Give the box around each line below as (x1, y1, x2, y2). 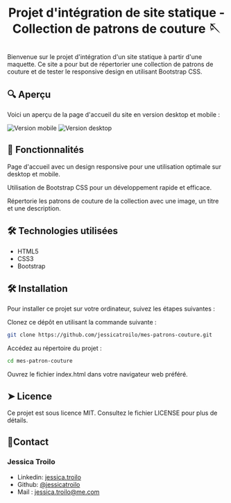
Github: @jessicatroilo (17, 480, 80, 488)
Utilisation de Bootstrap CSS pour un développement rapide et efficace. (7, 183, 212, 192)
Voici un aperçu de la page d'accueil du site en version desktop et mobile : (7, 110, 221, 119)
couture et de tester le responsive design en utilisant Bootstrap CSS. (7, 67, 203, 76)
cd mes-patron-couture (7, 358, 73, 365)
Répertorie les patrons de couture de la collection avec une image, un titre (7, 197, 219, 205)
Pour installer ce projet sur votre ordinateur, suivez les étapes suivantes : (7, 304, 215, 313)
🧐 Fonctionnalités (7, 144, 85, 156)
